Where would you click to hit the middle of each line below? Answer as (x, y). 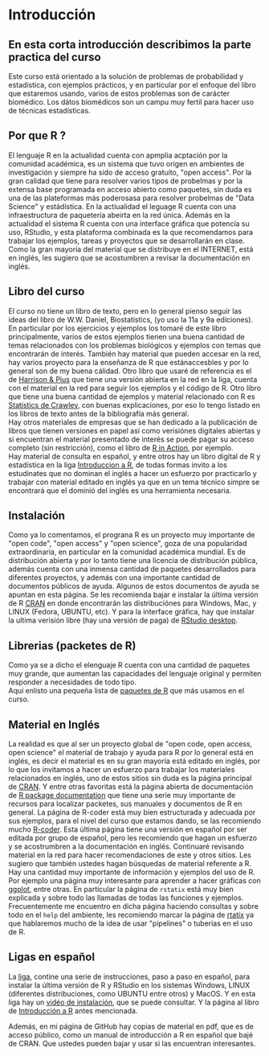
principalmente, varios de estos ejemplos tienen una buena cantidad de (126, 336)
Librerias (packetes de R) (72, 645)
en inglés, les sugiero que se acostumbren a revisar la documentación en (129, 257)
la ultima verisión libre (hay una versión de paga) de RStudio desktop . (123, 620)
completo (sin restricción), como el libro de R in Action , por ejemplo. (121, 447)
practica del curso (55, 57)
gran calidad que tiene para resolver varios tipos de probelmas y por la (126, 181)
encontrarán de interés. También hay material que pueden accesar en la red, (135, 353)
